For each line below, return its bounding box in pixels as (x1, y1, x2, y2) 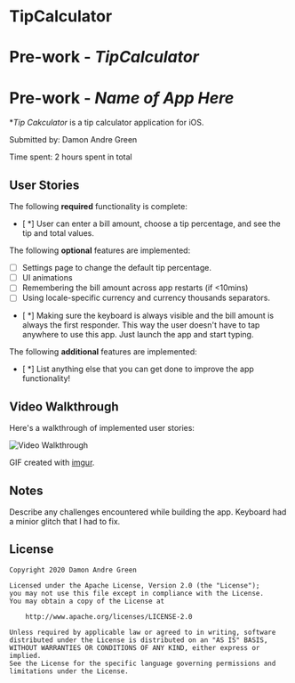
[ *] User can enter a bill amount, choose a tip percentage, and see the (21, 218, 282, 229)
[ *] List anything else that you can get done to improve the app (21, 363, 255, 375)
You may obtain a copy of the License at (9, 597, 165, 606)
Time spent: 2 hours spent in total (9, 151, 133, 162)
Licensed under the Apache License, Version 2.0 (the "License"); (9, 581, 260, 589)
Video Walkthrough (9, 399, 119, 414)
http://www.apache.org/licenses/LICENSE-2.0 (25, 612, 193, 621)
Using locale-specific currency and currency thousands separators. (21, 292, 271, 304)
